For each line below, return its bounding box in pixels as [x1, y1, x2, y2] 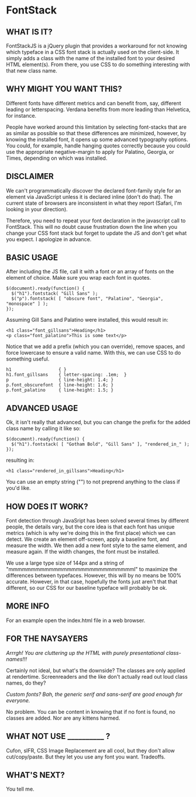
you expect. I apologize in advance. [6, 235, 92, 243]
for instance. [6, 112, 37, 119]
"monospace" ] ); [6, 301, 49, 307]
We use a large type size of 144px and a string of [6, 559, 125, 566]
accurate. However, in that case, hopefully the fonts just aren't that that [6, 578, 177, 585]
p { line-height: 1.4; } [6, 377, 114, 383]
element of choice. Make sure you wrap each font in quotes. [6, 274, 151, 281]
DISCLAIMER [6, 171, 54, 181]
